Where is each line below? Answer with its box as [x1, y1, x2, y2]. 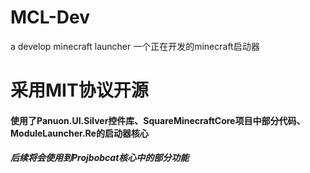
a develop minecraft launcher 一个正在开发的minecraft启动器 [10, 40, 260, 52]
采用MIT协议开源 [10, 79, 149, 102]
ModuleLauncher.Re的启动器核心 [10, 127, 149, 139]
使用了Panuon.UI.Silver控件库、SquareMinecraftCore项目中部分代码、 [10, 114, 306, 126]
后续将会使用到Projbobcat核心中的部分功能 [10, 152, 190, 164]
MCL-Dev [10, 6, 91, 29]
